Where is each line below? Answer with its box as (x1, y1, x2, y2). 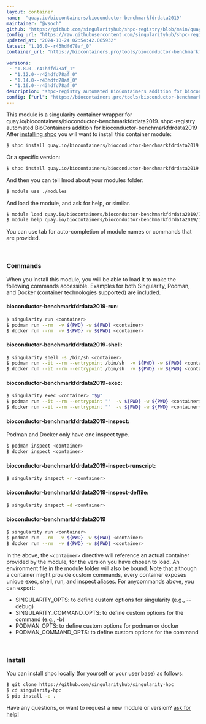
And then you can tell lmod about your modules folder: (6, 176, 144, 184)
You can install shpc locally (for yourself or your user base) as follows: (6, 669, 184, 677)
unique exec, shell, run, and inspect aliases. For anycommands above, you (6, 577, 194, 585)
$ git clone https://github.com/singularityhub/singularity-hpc (6, 682, 174, 688)
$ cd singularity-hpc (6, 687, 62, 693)
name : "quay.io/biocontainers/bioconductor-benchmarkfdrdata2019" (6, 15, 183, 21)
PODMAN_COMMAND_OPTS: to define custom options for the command (15, 628, 199, 636)
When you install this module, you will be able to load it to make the (6, 275, 177, 283)
